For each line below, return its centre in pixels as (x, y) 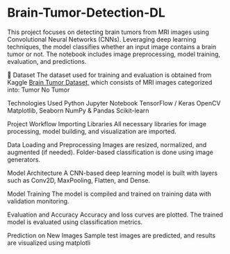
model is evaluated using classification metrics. (75, 222)
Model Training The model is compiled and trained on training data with (109, 194)
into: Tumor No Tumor (39, 90)
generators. (24, 159)
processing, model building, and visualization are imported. (92, 131)
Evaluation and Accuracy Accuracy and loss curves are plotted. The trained (115, 214)
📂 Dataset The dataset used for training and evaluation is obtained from (109, 75)
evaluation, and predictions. (47, 61)
